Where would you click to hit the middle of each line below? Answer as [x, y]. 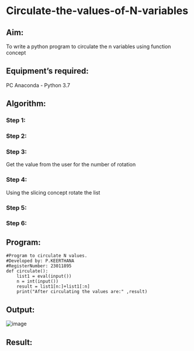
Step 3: [17, 152]
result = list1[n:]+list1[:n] [53, 287]
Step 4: [17, 180]
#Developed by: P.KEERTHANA [40, 261]
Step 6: [17, 223]
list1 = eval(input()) [44, 277]
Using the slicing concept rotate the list [53, 192]
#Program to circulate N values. [47, 256]
